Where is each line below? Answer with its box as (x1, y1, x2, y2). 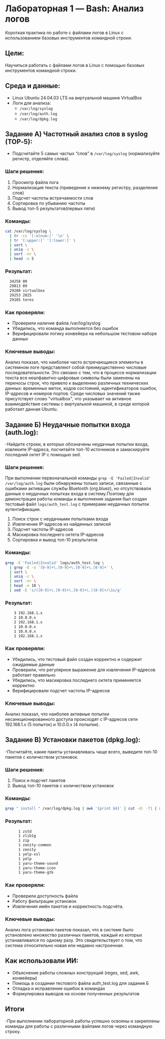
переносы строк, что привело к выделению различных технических (5, 380, 149, 386)
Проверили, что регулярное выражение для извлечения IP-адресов (12, 667, 156, 673)
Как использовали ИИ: (5, 957, 79, 965)
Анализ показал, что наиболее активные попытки (5, 711, 110, 717)
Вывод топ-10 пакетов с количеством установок (12, 783, 114, 789)
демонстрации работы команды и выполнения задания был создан (5, 496, 147, 502)
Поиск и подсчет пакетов (12, 777, 66, 783)
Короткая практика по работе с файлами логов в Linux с (5, 30, 124, 35)
